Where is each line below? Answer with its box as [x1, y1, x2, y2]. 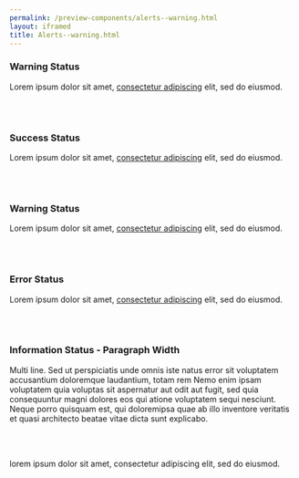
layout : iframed [9, 22, 71, 31]
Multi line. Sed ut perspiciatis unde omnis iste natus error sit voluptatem [9, 364, 279, 375]
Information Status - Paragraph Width [9, 344, 180, 357]
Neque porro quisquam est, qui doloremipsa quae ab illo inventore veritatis [9, 403, 290, 414]
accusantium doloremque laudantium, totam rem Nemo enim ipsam [9, 374, 262, 385]
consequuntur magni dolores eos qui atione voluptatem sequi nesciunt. [9, 393, 276, 404]
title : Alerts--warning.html [9, 30, 120, 39]
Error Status [9, 273, 65, 286]
